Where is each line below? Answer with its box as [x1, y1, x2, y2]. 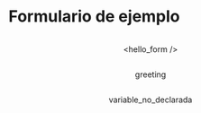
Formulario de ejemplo [8, 6, 181, 27]
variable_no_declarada [108, 94, 193, 105]
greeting [134, 69, 167, 80]
